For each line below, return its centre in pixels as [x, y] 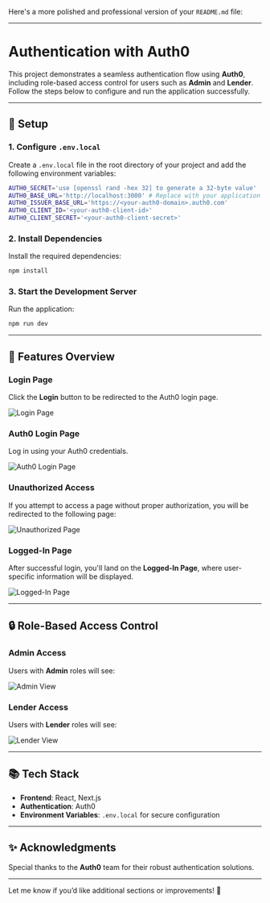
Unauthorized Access [51, 488]
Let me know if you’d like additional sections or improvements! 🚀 [115, 890]
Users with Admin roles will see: [62, 670]
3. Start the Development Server [73, 292]
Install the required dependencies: [65, 256]
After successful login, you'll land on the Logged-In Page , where [115, 568]
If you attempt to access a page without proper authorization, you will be [129, 505]
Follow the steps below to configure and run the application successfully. [129, 91]
